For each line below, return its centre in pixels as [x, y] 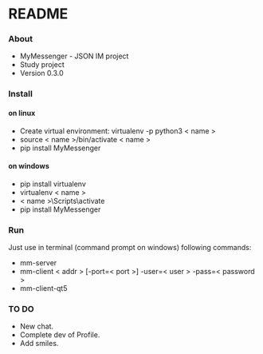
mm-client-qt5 [43, 288]
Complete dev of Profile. [60, 335]
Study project [42, 65]
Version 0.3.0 [41, 74]
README [38, 14]
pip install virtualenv [53, 184]
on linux [22, 113]
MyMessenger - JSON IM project [74, 56]
